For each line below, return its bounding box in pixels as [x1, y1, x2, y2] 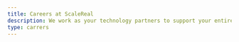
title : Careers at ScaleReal [7, 10, 94, 18]
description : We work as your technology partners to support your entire [7, 17, 234, 24]
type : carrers [7, 23, 50, 31]
